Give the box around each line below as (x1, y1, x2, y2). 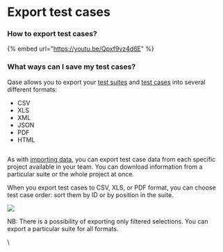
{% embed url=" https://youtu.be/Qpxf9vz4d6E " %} (7, 44, 154, 53)
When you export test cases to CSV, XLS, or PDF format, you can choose (7, 183, 217, 192)
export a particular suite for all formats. (7, 224, 119, 233)
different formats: (7, 85, 58, 94)
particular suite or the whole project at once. (7, 169, 134, 178)
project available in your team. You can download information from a (7, 162, 203, 171)
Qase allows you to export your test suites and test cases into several (7, 78, 206, 86)
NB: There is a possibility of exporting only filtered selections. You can (7, 217, 208, 226)
